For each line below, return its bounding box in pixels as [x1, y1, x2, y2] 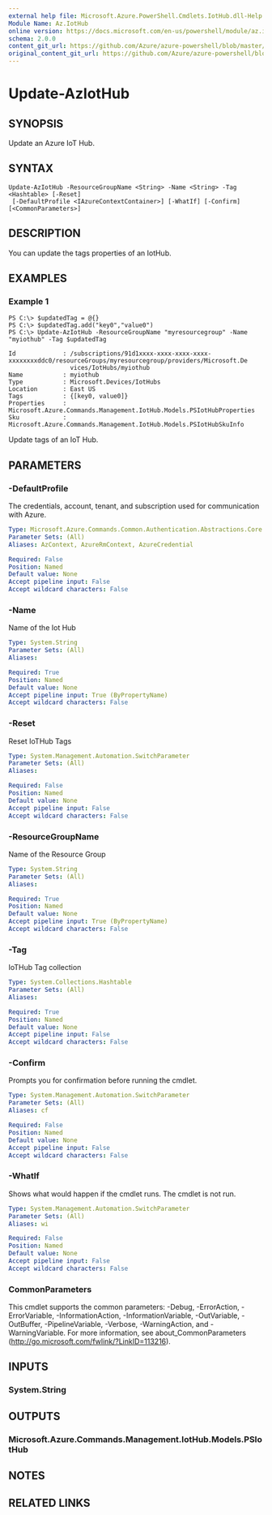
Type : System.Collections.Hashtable [8, 978, 132, 986]
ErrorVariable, [8, 1311, 55, 1320]
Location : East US [8, 385, 96, 393]
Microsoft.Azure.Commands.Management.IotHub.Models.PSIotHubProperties [8, 406, 255, 414]
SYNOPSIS [8, 117, 64, 131]
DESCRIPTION [8, 226, 81, 240]
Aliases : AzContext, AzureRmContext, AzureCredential [8, 540, 194, 548]
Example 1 [8, 295, 49, 307]
